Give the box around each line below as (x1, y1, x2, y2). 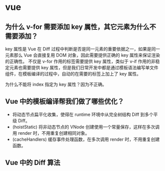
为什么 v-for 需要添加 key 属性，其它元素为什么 (5, 22, 150, 31)
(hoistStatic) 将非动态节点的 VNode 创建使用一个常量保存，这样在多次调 (12, 124, 160, 130)
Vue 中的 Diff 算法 (5, 159, 61, 167)
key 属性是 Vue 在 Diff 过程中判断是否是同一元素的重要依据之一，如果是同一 (5, 46, 161, 52)
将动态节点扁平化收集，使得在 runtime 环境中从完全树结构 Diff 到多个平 (12, 111, 158, 117)
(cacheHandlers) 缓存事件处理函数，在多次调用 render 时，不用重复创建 (12, 136, 160, 142)
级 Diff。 (12, 117, 30, 123)
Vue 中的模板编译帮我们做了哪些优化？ (5, 97, 124, 106)
